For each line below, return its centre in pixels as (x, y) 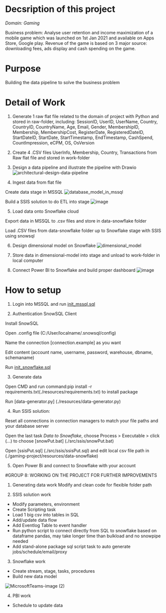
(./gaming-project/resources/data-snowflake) (52, 456)
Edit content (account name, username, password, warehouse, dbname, (79, 352)
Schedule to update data (38, 605)
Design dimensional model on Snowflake (54, 245)
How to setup (33, 290)
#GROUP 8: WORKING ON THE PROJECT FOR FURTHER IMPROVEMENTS (81, 475)
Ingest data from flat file (37, 182)
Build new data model (35, 576)
